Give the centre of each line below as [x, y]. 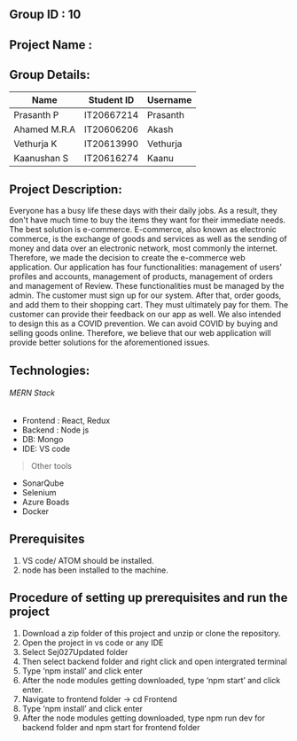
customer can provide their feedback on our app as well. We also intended [145, 315]
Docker [35, 511]
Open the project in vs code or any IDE [93, 643]
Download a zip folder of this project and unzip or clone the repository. [151, 633]
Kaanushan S [41, 158]
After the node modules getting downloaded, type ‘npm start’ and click [151, 680]
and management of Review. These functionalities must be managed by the [147, 286]
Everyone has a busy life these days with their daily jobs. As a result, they [143, 211]
